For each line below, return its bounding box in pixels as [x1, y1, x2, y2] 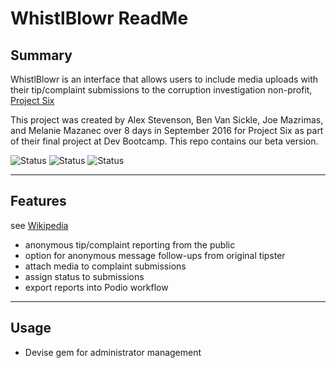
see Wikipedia [10, 219, 69, 231]
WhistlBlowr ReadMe [10, 7, 189, 30]
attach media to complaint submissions [24, 260, 187, 272]
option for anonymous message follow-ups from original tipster [24, 249, 286, 261]
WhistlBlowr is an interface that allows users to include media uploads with [10, 73, 319, 85]
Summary [10, 47, 73, 64]
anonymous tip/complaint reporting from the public [24, 238, 236, 251]
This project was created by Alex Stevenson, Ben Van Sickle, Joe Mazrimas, [10, 114, 324, 126]
